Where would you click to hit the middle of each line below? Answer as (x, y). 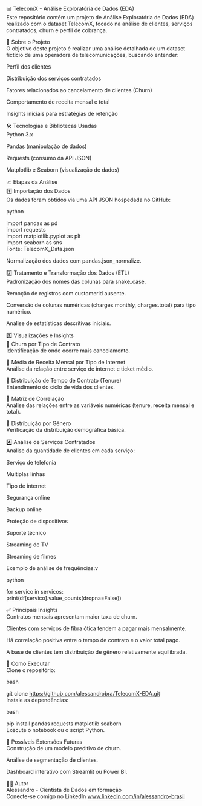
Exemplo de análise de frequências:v (52, 568)
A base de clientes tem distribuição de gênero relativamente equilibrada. (97, 652)
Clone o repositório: (31, 670)
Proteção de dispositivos (37, 521)
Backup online (24, 509)
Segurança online (28, 498)
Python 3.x (20, 134)
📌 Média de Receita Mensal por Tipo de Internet (66, 362)
